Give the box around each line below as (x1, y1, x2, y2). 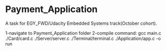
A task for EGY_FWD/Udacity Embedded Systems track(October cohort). (5, 20, 157, 26)
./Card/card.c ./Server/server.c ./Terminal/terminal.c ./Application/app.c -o (5, 35, 161, 41)
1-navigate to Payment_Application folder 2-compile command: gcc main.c (5, 30, 161, 36)
